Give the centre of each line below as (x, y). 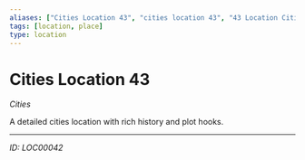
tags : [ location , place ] (56, 26)
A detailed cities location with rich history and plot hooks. (117, 122)
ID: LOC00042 (36, 148)
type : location (38, 34)
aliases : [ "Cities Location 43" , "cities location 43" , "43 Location (144, 18)
